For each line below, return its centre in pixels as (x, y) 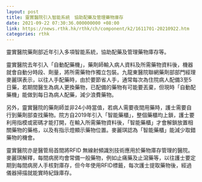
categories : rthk (28, 34)
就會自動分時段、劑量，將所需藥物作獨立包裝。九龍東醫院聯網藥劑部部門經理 (101, 72)
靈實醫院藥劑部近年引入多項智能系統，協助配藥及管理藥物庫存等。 (88, 52)
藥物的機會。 (22, 138)
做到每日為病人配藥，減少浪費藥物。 (72, 95)
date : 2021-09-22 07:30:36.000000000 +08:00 (63, 23)
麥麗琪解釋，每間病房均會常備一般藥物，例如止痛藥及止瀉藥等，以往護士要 (98, 158)
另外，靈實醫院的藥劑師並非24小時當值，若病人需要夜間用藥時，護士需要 (96, 108)
